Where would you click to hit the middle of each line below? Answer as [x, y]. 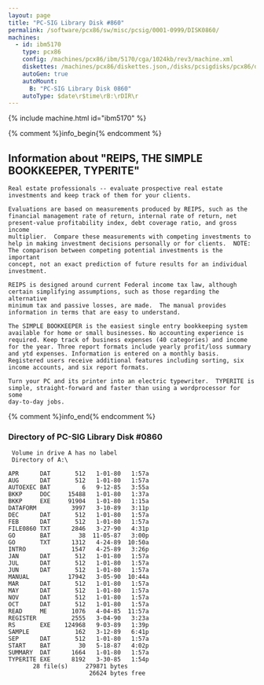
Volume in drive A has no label [64, 453]
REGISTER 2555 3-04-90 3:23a [79, 618]
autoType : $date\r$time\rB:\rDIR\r [81, 96]
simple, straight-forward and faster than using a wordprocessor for [125, 389]
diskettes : [40, 67]
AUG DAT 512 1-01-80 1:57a [79, 481]
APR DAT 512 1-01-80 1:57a [79, 474]
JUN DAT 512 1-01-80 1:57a [79, 570]
